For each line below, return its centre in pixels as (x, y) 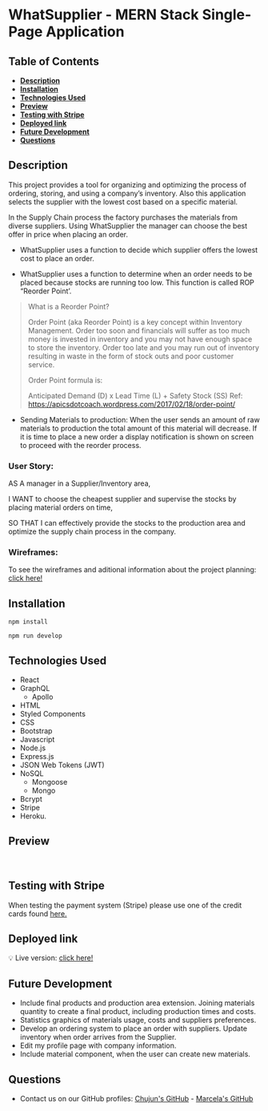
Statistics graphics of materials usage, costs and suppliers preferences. (138, 1020)
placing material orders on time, (61, 507)
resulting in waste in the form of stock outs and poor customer (131, 356)
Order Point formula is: (65, 380)
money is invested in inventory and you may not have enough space (140, 339)
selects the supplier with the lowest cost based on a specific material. (123, 201)
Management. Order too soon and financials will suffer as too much (139, 330)
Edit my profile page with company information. (98, 1046)
